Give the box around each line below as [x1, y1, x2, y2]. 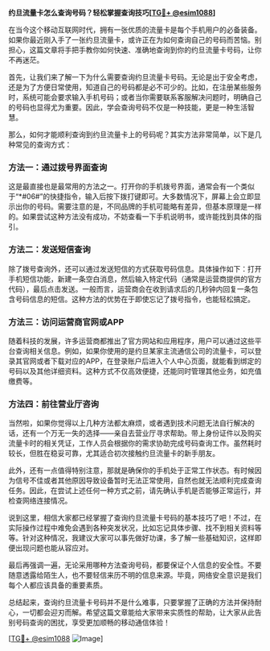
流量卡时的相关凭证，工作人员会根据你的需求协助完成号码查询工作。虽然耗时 [8, 438, 262, 448]
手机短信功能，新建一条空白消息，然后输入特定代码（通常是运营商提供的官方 [8, 274, 262, 284]
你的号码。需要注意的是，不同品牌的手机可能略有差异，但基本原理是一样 [22, 201, 262, 212]
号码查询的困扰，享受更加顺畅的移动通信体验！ [14, 618, 170, 628]
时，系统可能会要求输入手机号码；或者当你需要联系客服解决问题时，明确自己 [8, 93, 262, 102]
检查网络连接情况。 [8, 496, 72, 506]
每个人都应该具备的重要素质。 [8, 580, 107, 591]
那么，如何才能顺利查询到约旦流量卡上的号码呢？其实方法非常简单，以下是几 [8, 130, 262, 139]
